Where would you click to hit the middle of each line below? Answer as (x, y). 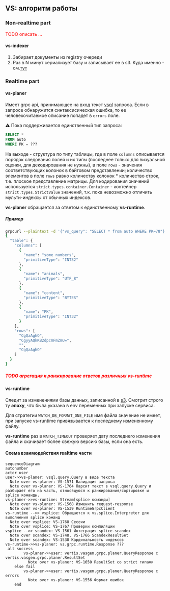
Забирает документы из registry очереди (58, 57)
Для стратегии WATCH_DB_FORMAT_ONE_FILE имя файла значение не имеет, (83, 415)
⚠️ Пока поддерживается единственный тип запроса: (64, 126)
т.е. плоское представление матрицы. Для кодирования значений (77, 181)
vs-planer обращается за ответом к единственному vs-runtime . (75, 207)
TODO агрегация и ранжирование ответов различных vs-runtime (79, 376)
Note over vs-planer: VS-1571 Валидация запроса (62, 482)
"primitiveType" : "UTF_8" (51, 279)
